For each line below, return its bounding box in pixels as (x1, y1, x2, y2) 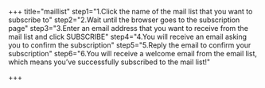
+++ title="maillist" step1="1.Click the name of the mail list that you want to (8, 7, 253, 16)
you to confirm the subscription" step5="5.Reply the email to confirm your (8, 40, 251, 50)
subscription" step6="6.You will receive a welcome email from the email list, (8, 49, 257, 58)
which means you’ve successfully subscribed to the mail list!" (8, 57, 211, 67)
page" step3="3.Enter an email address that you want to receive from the (8, 24, 249, 33)
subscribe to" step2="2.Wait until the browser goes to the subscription (8, 15, 240, 25)
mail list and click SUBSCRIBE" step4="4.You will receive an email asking (8, 32, 247, 41)
